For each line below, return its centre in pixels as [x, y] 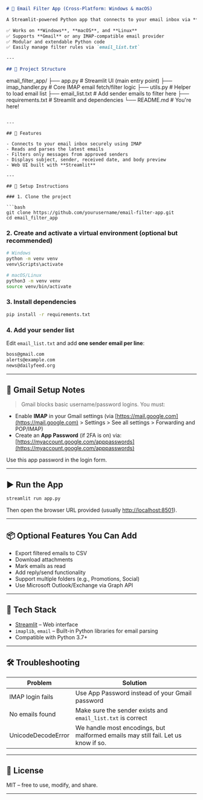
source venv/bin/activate [39, 286]
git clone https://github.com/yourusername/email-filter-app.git [90, 213]
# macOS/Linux [24, 275]
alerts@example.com [31, 360]
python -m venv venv [32, 259]
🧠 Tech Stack [31, 610]
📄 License [25, 770]
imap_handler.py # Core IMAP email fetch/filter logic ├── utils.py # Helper [99, 87]
